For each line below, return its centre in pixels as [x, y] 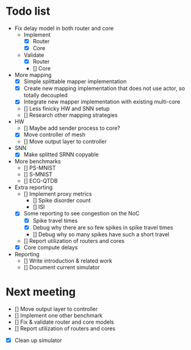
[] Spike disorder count [62, 201]
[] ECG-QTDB [41, 181]
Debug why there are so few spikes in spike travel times [103, 227]
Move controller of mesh [55, 135]
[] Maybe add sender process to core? [72, 128]
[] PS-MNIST [40, 168]
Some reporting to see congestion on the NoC [81, 214]
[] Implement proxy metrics [58, 194]
